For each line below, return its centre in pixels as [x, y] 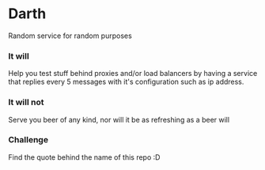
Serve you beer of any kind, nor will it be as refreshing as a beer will [119, 119]
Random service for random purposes [70, 36]
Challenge [28, 140]
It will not [26, 102]
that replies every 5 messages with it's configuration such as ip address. [126, 82]
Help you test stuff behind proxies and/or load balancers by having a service [133, 74]
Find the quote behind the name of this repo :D [84, 157]
